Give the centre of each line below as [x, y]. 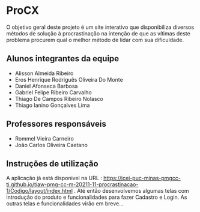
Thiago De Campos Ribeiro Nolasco [59, 98]
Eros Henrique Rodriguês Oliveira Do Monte [69, 79]
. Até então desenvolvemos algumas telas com [132, 191]
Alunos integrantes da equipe [63, 59]
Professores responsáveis [56, 124]
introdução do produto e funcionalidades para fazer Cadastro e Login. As [97, 197]
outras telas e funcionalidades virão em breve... [65, 204]
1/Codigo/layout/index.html [40, 191]
